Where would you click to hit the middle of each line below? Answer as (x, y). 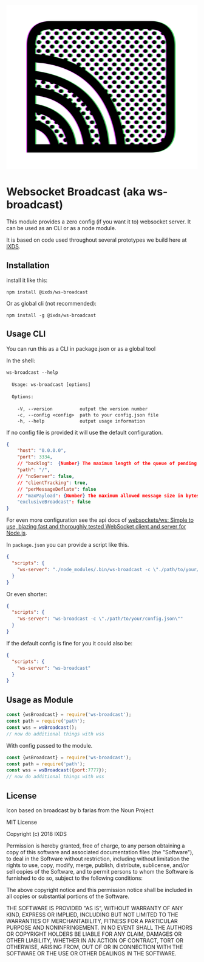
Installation (28, 266)
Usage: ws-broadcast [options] (51, 384)
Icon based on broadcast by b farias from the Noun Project (80, 810)
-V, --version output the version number (83, 409)
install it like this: (27, 280)
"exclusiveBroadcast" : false (54, 502)
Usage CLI (26, 334)
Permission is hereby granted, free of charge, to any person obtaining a (96, 846)
